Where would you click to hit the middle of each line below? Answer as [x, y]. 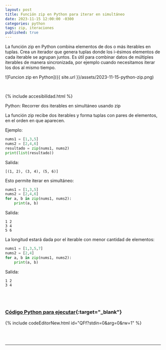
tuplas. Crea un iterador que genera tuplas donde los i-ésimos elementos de [83, 52]
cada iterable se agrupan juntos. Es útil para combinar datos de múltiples [79, 57]
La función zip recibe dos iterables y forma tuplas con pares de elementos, [81, 115]
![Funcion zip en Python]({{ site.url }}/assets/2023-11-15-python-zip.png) [80, 77]
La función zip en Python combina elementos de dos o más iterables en [78, 47]
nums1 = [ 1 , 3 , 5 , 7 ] [24, 248]
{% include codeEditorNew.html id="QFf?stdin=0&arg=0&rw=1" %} [73, 323]
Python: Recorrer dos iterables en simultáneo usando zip [63, 106]
